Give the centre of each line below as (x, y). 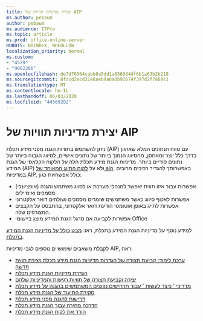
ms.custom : (20, 57)
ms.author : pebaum (29, 18)
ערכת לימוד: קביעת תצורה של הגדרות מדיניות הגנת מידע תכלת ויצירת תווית (100, 260)
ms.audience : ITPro (31, 29)
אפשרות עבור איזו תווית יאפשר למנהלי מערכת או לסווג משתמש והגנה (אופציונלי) (105, 186)
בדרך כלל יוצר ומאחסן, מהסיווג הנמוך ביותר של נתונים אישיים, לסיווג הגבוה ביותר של (101, 155)
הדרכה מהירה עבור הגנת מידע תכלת (56, 305)
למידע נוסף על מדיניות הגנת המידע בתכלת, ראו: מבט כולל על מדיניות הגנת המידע (99, 230)
